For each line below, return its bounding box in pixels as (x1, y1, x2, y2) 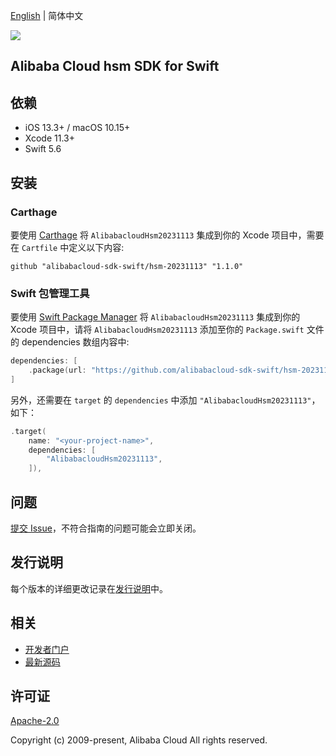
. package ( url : (28, 365, 87, 376)
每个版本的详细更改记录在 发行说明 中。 (10, 582, 168, 594)
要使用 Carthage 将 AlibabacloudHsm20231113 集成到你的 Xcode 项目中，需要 (10, 229, 325, 241)
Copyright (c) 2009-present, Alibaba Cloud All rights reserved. (10, 734, 268, 746)
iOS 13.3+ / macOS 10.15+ (24, 122, 131, 134)
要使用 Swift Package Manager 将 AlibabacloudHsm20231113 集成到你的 (10, 311, 301, 323)
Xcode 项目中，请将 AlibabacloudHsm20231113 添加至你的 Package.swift (10, 324, 305, 336)
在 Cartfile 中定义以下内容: (10, 241, 125, 253)
